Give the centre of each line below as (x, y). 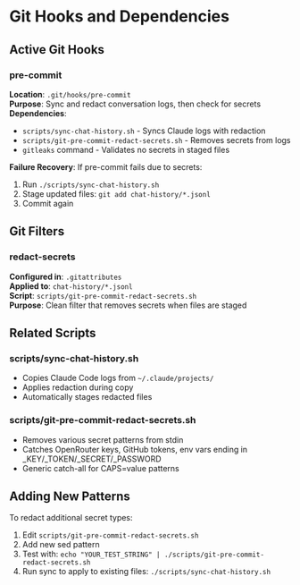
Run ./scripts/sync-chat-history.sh (91, 184)
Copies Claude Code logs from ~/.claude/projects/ (118, 378)
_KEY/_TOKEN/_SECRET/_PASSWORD (92, 459)
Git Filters (37, 231)
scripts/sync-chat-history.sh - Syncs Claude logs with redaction (144, 131)
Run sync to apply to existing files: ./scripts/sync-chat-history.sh (146, 572)
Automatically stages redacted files (87, 397)
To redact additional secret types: (71, 518)
